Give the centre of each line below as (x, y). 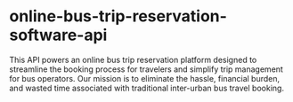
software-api (58, 35)
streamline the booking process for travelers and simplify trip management (146, 69)
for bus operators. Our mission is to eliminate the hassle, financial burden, (145, 78)
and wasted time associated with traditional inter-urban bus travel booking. (147, 88)
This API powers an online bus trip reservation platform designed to (133, 59)
